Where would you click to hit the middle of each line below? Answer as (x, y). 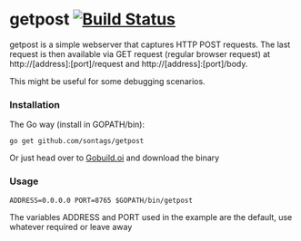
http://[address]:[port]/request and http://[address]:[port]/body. (129, 63)
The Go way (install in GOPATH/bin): (77, 125)
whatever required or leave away (71, 227)
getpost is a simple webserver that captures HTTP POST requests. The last (150, 44)
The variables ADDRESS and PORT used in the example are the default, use (151, 217)
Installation (35, 104)
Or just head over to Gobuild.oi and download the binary (115, 158)
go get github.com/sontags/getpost (77, 141)
